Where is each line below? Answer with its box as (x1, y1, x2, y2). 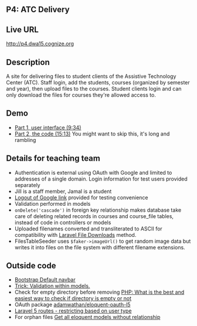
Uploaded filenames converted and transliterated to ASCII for (14, 225, 162, 232)
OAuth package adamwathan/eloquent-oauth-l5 (14, 301, 131, 308)
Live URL (6, 25, 39, 35)
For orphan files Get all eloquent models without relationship (14, 314, 161, 321)
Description (6, 57, 50, 67)
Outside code (6, 261, 56, 271)
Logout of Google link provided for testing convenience (14, 193, 148, 201)
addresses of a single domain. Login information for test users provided (14, 175, 188, 182)
